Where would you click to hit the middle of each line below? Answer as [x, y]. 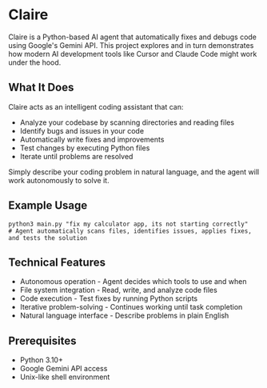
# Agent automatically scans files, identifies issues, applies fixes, [130, 231]
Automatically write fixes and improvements [92, 139]
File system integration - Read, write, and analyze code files [118, 290]
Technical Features [57, 262]
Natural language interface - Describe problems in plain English [124, 316]
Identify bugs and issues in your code [82, 130]
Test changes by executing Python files [85, 148]
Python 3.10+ [42, 360]
